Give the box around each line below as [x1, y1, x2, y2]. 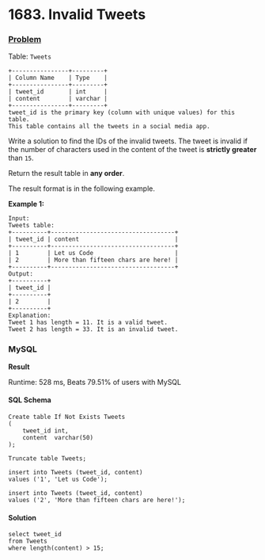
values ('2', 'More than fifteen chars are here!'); [8, 496, 186, 504]
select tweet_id [8, 531, 62, 539]
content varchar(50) [22, 433, 93, 441]
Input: [8, 215, 30, 223]
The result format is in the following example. [8, 184, 156, 193]
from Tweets [8, 537, 47, 546]
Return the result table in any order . [8, 169, 125, 178]
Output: [8, 270, 34, 278]
